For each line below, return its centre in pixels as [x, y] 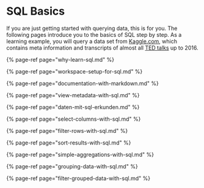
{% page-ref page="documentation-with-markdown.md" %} [82, 83]
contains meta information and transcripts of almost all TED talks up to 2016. [102, 48]
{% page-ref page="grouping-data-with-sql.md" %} [72, 166]
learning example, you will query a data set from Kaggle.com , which [92, 41]
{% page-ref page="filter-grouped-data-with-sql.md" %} [78, 178]
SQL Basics [36, 11]
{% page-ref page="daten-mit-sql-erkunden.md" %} [73, 107]
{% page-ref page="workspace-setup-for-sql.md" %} [75, 71]
